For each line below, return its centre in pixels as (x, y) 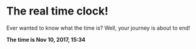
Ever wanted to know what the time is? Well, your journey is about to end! (98, 28)
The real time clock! (57, 11)
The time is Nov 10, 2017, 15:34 (46, 39)
